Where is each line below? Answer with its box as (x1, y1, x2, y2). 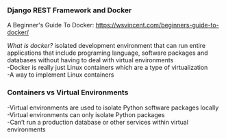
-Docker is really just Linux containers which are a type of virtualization (7, 64, 208, 72)
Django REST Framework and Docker (7, 5, 132, 15)
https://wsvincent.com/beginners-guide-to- (95, 21, 219, 29)
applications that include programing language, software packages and (7, 49, 208, 57)
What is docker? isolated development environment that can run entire (7, 42, 206, 50)
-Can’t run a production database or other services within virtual (7, 118, 189, 126)
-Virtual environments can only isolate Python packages (7, 110, 165, 118)
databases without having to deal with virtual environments (7, 56, 174, 64)
